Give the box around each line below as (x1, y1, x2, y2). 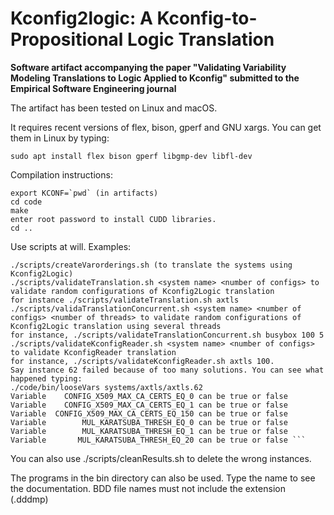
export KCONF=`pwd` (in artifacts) (10, 188, 159, 198)
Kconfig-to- (156, 7, 258, 30)
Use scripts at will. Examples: (10, 240, 132, 252)
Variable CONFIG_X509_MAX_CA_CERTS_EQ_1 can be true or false (10, 400, 288, 410)
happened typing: (10, 373, 83, 384)
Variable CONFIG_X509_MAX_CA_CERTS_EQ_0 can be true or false (10, 391, 288, 401)
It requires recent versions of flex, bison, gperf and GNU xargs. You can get (10, 121, 322, 133)
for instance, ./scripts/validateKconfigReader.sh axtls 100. (10, 356, 275, 366)
